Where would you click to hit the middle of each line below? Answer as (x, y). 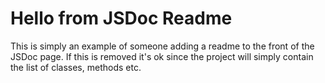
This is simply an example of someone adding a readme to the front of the (162, 46)
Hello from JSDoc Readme (121, 18)
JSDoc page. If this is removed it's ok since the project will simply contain (162, 56)
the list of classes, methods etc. (76, 67)
